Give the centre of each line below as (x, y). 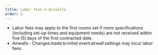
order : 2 (14, 14)
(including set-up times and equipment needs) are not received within (82, 33)
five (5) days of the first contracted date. (52, 38)
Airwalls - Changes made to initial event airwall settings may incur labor (82, 43)
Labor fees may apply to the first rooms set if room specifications (78, 27)
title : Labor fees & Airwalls (36, 9)
